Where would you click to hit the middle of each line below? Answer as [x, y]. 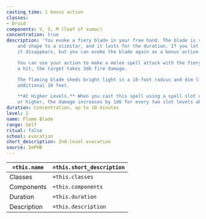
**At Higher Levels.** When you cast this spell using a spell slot [107, 96]
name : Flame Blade [30, 119]
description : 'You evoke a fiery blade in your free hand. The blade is [101, 40]
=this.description [79, 206]
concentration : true [33, 35]
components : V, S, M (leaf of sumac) [55, 29]
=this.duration [74, 197]
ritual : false [25, 130]
